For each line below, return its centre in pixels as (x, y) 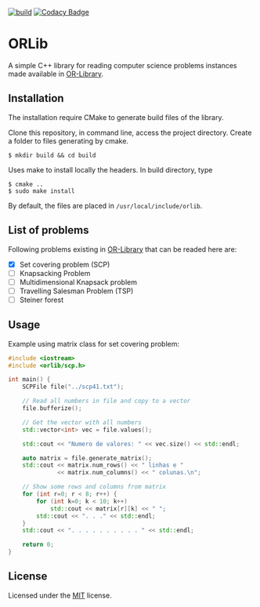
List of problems (49, 230)
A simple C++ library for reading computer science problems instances (123, 65)
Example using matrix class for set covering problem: (94, 343)
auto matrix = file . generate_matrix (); (87, 458)
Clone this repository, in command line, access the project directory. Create (130, 133)
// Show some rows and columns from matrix (94, 487)
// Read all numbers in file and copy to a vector (107, 401)
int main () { (29, 380)
